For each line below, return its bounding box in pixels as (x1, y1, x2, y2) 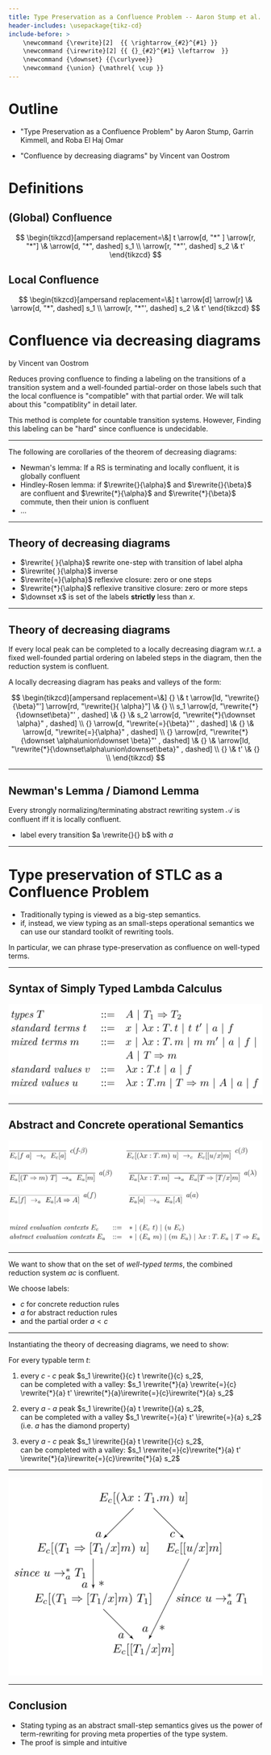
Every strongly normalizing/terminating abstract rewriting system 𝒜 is (8, 806, 240, 815)
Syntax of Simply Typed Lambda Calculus (8, 982, 223, 996)
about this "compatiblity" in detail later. (8, 400, 138, 409)
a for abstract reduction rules (19, 1308, 118, 1317)
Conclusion (8, 1699, 68, 1713)
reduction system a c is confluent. (8, 1267, 119, 1277)
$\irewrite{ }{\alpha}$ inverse (19, 566, 119, 576)
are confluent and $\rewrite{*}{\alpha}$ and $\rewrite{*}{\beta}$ (19, 488, 236, 498)
